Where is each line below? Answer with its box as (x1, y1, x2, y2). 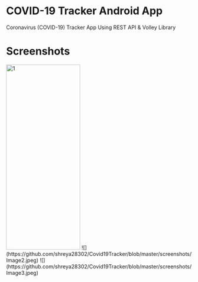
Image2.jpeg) (6, 257, 39, 264)
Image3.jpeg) (6, 269, 38, 276)
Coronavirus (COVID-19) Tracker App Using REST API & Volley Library (6, 24, 176, 31)
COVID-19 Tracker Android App (6, 4, 163, 18)
